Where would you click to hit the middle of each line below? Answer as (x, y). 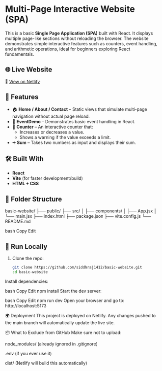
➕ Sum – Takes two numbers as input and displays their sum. (74, 142)
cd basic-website (30, 272)
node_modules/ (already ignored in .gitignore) (52, 344)
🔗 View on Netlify (23, 81)
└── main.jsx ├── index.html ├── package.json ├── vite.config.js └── (78, 216)
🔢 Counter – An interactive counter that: (53, 127)
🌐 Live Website (29, 70)
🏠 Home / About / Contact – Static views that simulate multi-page (80, 109)
